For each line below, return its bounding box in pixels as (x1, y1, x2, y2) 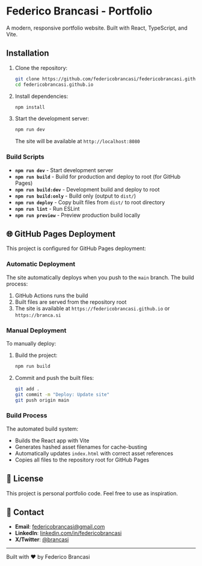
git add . (14, 385, 40, 392)
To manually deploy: (6, 339, 57, 347)
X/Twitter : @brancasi (14, 536, 69, 543)
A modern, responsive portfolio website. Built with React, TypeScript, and (6, 24, 188, 31)
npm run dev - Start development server (14, 166, 114, 173)
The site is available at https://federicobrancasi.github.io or (14, 304, 170, 312)
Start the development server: (14, 115, 90, 122)
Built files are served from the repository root (14, 298, 127, 306)
